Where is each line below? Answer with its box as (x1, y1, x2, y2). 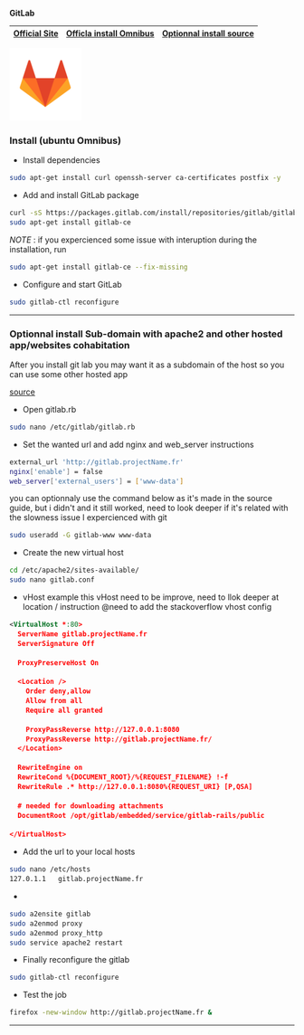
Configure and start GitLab (22, 279, 122, 290)
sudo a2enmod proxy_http (9, 928, 103, 937)
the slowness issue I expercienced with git (9, 512, 167, 523)
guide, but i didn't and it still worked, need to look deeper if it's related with (9, 502, 289, 514)
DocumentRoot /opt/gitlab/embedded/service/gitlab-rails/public (17, 811, 265, 820)
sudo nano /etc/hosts (9, 865, 91, 874)
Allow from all (25, 697, 83, 706)
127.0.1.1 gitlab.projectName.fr (9, 875, 144, 884)
